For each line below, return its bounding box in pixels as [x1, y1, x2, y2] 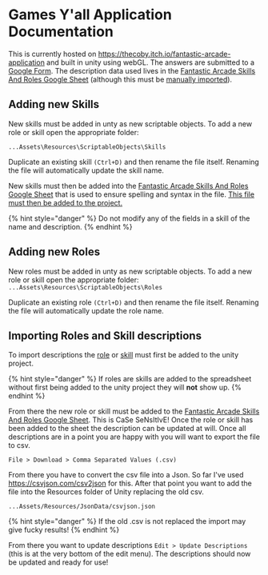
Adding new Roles [8, 246, 101, 259]
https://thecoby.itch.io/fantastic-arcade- [98, 49, 231, 58]
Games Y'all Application [8, 6, 172, 24]
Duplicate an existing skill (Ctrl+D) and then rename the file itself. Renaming [8, 157, 260, 166]
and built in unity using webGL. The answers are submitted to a [46, 58, 254, 67]
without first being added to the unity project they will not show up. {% [8, 382, 242, 393]
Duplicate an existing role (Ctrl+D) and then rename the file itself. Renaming [8, 297, 259, 307]
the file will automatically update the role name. [8, 305, 164, 315]
